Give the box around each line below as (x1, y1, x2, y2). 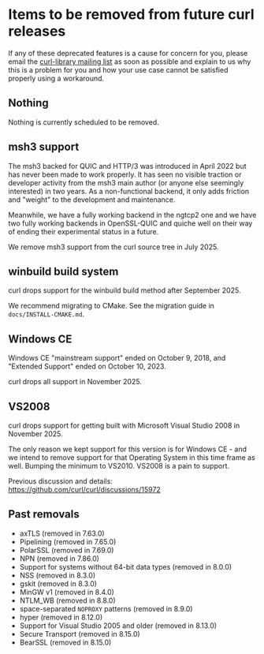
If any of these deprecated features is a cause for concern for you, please (8, 48, 248, 58)
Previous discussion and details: (8, 476, 113, 486)
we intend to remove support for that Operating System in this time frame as (8, 453, 256, 462)
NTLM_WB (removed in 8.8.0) (19, 596, 116, 605)
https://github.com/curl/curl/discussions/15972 (8, 485, 162, 494)
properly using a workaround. (8, 73, 105, 83)
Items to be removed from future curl (8, 6, 255, 24)
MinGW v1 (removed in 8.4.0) (19, 587, 114, 596)
